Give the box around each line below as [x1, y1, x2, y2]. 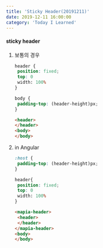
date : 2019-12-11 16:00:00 [6, 14, 72, 20]
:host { [14, 155, 33, 161]
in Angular [14, 144, 40, 151]
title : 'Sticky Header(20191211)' [6, 8, 90, 15]
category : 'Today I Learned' [6, 19, 77, 25]
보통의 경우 [14, 51, 40, 59]
